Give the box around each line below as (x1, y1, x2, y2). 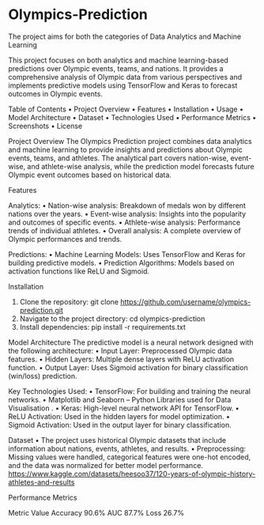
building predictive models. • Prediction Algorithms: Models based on (8, 258, 235, 267)
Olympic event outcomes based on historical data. (8, 170, 172, 179)
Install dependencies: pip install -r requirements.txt (19, 322, 186, 331)
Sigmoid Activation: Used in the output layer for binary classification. (8, 420, 232, 429)
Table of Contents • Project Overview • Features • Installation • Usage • (8, 104, 243, 114)
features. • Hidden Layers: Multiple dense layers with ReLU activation (8, 354, 235, 364)
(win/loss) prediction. (8, 371, 77, 380)
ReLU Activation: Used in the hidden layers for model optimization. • (8, 411, 231, 421)
